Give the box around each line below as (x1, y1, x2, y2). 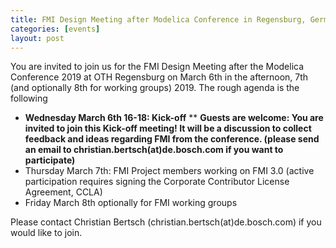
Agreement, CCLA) (24, 186, 103, 198)
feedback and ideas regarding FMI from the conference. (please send (24, 133, 320, 145)
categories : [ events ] (10, 24, 101, 34)
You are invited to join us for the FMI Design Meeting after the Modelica (10, 61, 305, 73)
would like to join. (10, 227, 83, 239)
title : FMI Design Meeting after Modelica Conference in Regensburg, (10, 14, 307, 25)
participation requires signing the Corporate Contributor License (24, 176, 290, 188)
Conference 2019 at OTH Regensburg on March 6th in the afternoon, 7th (10, 71, 309, 83)
